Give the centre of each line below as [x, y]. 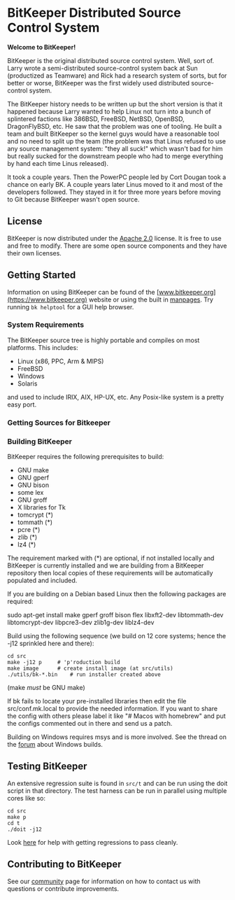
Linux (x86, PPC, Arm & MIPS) [60, 361]
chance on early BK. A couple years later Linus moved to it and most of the [115, 184]
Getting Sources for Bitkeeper [59, 423]
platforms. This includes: [43, 347]
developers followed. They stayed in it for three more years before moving [114, 192]
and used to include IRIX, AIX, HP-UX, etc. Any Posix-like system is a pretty [116, 397]
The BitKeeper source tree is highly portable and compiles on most [104, 340]
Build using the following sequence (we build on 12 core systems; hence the [116, 636]
